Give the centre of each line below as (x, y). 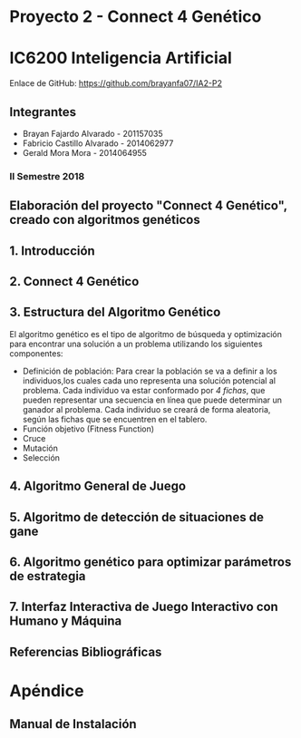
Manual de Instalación (73, 724)
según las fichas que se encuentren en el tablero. (115, 419)
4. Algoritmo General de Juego (98, 486)
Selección (41, 457)
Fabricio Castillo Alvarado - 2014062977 (98, 143)
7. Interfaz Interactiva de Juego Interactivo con (144, 607)
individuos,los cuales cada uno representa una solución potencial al (149, 380)
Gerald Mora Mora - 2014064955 (84, 152)
